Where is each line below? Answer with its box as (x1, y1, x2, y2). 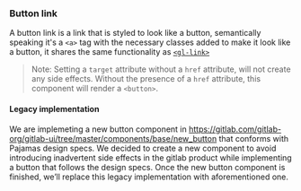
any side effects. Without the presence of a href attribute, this (31, 74, 261, 84)
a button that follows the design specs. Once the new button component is (9, 161, 286, 172)
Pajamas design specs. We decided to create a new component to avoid (9, 143, 277, 153)
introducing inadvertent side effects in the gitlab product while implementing (9, 152, 292, 163)
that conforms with (218, 133, 289, 143)
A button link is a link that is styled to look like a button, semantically (9, 28, 261, 39)
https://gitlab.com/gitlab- (188, 124, 281, 135)
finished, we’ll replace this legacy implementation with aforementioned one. (9, 171, 289, 182)
